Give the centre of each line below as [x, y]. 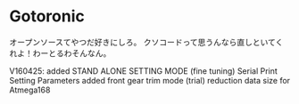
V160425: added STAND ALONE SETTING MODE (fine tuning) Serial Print [144, 71]
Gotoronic [47, 16]
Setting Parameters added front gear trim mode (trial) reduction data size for [150, 80]
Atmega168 [30, 90]
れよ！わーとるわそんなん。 [60, 53]
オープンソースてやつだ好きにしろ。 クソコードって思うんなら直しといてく [146, 42]
